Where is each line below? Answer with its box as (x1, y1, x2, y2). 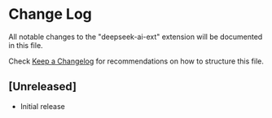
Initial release (20, 101, 65, 111)
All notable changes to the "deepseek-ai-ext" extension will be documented (8, 32, 263, 42)
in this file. (8, 40, 43, 50)
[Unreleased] (8, 80, 77, 94)
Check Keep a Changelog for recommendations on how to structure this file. (8, 56, 265, 66)
